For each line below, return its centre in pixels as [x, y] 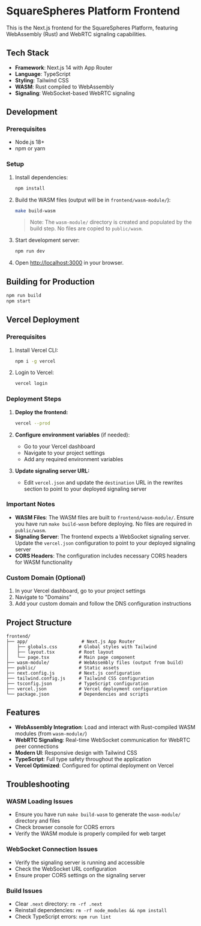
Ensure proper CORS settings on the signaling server [80, 875]
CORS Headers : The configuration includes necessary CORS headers [101, 556]
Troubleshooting [38, 784]
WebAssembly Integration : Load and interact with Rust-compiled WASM [105, 727]
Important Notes [31, 504]
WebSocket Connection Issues [52, 849]
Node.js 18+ [30, 142]
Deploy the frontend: [41, 412]
